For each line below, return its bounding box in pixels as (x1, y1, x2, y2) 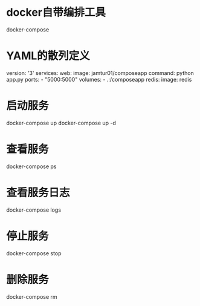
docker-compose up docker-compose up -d (6, 119, 117, 126)
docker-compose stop (6, 249, 62, 257)
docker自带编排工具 (6, 5, 106, 19)
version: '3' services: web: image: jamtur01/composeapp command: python (6, 69, 195, 76)
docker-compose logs (6, 206, 62, 213)
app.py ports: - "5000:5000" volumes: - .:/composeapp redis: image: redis (6, 76, 192, 83)
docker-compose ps (6, 163, 57, 170)
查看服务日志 (6, 186, 71, 200)
